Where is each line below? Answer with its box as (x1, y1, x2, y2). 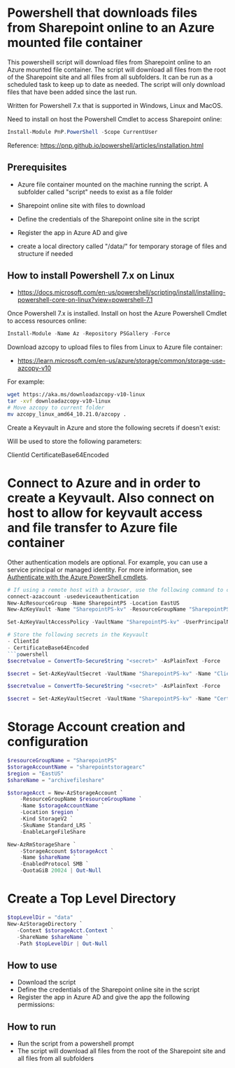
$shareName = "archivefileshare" (7, 776, 105, 783)
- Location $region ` (20, 809, 80, 816)
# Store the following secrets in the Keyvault (7, 631, 149, 639)
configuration (7, 734, 89, 750)
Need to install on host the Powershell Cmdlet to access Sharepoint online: (7, 114, 222, 123)
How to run (7, 1020, 57, 1032)
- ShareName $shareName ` (16, 933, 90, 940)
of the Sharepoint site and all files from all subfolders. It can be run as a (7, 72, 213, 81)
